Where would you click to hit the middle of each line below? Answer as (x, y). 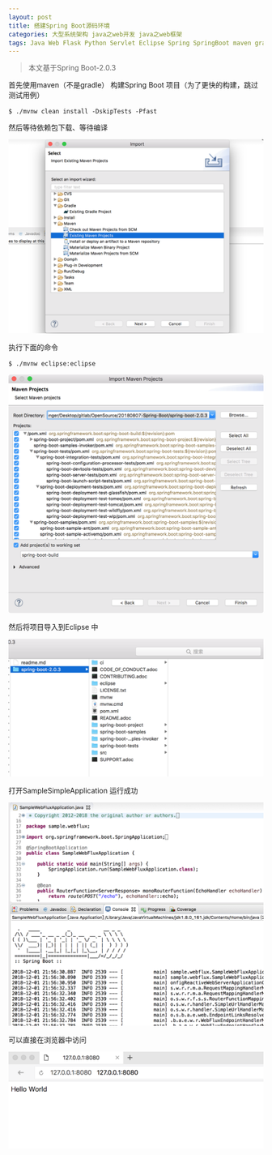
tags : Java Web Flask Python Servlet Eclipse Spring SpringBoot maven (130, 43)
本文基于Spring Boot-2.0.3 (72, 68)
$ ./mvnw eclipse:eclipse (52, 364)
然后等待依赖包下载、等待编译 (58, 128)
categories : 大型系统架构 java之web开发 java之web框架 (96, 34)
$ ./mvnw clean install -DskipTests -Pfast (83, 112)
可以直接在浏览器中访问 (47, 1040)
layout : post (30, 17)
